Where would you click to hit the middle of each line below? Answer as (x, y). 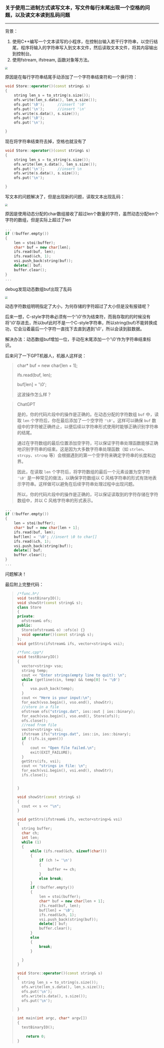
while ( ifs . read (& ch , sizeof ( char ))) (69, 851)
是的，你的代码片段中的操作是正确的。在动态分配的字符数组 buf (81, 414)
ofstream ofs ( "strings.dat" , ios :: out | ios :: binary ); (79, 711)
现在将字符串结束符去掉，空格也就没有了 (46, 141)
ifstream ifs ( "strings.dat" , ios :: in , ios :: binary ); (76, 734)
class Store (29, 607)
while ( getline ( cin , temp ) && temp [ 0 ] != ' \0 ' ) (71, 680)
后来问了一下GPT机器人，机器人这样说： (46, 356)
